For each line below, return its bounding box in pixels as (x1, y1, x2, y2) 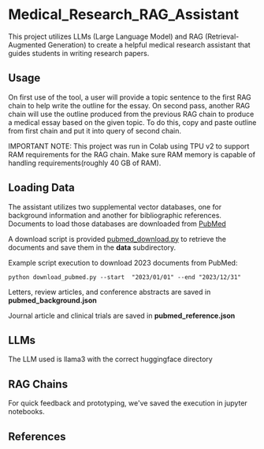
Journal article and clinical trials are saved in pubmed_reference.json (8, 311, 236, 320)
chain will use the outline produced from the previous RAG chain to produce (8, 109, 255, 119)
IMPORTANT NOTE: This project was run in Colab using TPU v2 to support (8, 141, 250, 151)
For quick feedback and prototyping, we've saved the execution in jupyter (8, 398, 248, 408)
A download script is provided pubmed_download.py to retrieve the (8, 234, 227, 243)
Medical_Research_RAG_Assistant (8, 6, 239, 24)
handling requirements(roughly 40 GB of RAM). (8, 158, 162, 168)
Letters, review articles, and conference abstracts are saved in (8, 287, 211, 296)
